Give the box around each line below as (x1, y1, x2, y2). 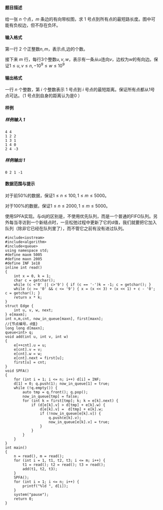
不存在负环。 (35, 22, 61, 28)
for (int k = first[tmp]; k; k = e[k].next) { (22, 398, 119, 403)
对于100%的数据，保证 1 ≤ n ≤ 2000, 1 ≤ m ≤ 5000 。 (5, 203, 110, 209)
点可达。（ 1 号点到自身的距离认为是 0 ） (5, 93, 83, 98)
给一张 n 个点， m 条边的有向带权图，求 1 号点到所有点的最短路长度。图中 (5, 16, 151, 22)
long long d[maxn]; (5, 326, 45, 331)
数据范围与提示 (5, 181, 35, 187)
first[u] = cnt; (14, 360, 47, 365)
